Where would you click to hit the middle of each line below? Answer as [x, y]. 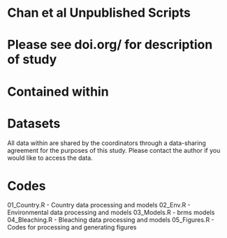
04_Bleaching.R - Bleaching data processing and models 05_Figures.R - [111, 220]
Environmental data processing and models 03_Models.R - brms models [111, 213]
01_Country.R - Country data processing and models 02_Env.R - [99, 205]
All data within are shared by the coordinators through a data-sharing [107, 143]
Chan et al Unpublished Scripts [99, 13]
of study [32, 60]
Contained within [58, 91]
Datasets [34, 123]
